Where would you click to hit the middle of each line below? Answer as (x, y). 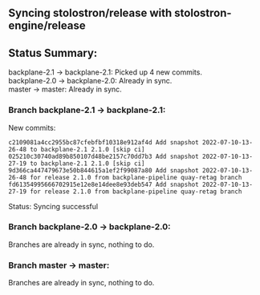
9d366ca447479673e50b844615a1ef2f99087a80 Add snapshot (104, 170)
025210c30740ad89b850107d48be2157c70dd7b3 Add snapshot (104, 156)
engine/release (47, 26)
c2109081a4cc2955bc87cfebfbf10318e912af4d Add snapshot (104, 142)
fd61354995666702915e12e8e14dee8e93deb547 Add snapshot (104, 184)
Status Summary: (53, 53)
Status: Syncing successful (53, 206)
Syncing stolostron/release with (90, 13)
